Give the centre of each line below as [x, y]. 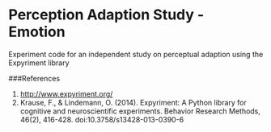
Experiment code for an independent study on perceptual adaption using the [136, 54]
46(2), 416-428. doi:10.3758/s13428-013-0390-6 [102, 119]
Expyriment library [39, 63]
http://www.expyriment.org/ [66, 93]
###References [34, 78]
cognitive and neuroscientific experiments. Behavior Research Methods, [140, 111]
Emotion [37, 32]
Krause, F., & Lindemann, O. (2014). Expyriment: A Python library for [133, 102]
